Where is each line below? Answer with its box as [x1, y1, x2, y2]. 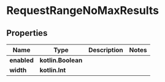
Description [88, 46, 124, 54]
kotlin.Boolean [39, 56, 83, 64]
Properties [6, 28, 48, 38]
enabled [9, 56, 34, 64]
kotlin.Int [39, 66, 66, 74]
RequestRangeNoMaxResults [6, 4, 159, 18]
